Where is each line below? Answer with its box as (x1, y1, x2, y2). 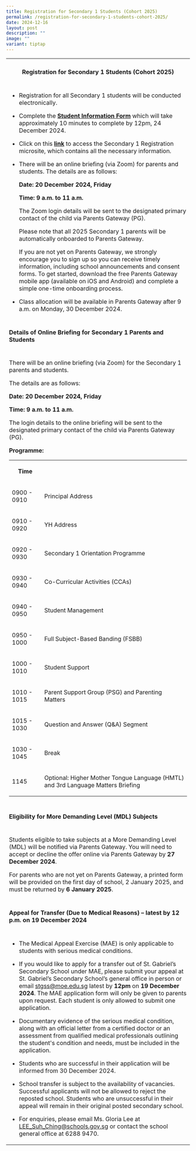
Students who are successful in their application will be (19, 1059, 170, 1067)
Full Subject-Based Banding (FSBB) (44, 635, 143, 643)
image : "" (6, 36, 30, 42)
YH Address (44, 521, 78, 529)
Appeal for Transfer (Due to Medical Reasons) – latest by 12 (9, 909, 180, 917)
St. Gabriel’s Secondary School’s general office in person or (19, 974, 182, 982)
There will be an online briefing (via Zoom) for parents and (19, 160, 179, 168)
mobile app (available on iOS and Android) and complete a (19, 277, 179, 285)
